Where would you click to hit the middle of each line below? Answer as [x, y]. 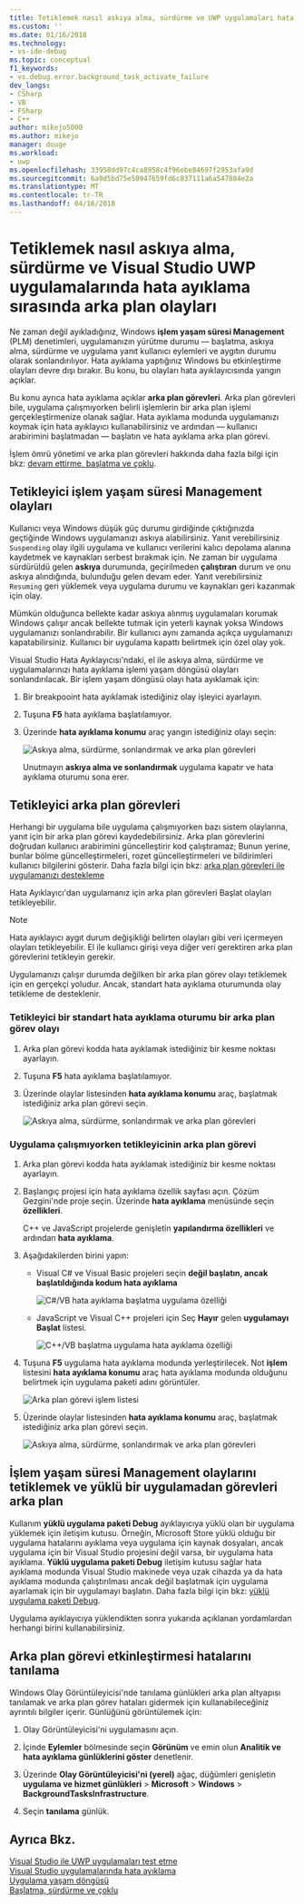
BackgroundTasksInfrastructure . [86, 1793]
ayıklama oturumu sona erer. [76, 777]
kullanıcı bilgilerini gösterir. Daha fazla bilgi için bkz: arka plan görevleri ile [147, 866]
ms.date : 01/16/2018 [49, 35]
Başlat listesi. [61, 1328]
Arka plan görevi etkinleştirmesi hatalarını [131, 1656]
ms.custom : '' [36, 26]
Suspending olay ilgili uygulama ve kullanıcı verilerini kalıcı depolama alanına [150, 547]
